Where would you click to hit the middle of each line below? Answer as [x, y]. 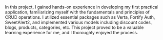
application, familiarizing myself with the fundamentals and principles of [77, 12]
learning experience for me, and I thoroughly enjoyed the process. [71, 33]
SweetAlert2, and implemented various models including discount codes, [79, 22]
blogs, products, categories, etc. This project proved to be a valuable [74, 27]
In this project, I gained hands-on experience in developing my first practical [82, 7]
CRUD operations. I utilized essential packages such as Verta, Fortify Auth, [80, 17]
